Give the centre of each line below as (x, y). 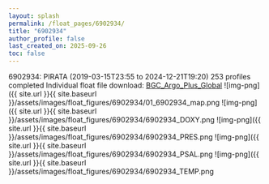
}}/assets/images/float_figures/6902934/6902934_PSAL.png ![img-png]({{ (134, 154)
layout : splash (34, 16)
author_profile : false (47, 39)
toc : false (27, 53)
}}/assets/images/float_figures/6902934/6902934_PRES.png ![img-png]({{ (134, 137)
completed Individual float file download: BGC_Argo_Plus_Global (115, 85)
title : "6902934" (38, 31)
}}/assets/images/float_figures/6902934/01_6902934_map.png (114, 103)
